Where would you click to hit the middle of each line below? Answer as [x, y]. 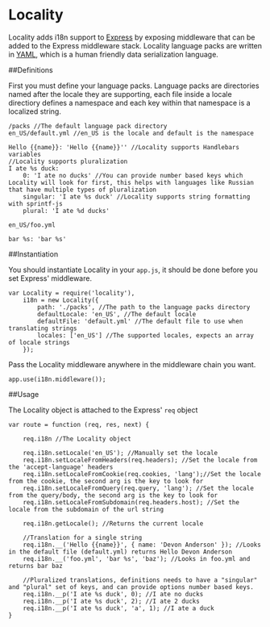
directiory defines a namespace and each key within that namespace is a [130, 102]
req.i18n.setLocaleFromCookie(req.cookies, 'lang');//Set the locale [142, 474]
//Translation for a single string [83, 537]
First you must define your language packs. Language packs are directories [134, 86]
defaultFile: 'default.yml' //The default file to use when [140, 321]
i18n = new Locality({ [61, 300]
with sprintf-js [35, 203]
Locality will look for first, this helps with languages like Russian [131, 182]
